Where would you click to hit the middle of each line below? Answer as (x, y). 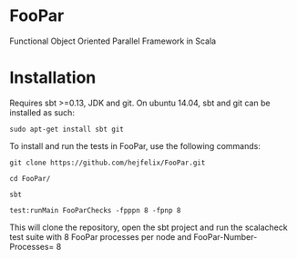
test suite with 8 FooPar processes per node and (101, 236)
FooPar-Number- (225, 236)
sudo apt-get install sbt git (67, 129)
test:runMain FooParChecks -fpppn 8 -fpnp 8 (95, 210)
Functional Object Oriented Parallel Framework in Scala (113, 41)
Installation (53, 78)
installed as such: (42, 112)
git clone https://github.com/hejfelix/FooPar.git (108, 163)
